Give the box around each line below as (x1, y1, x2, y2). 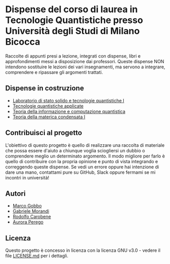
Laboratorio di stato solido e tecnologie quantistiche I (12, 97, 125, 103)
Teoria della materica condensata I (12, 114, 86, 120)
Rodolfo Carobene (12, 214, 51, 220)
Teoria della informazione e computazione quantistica (12, 108, 126, 114)
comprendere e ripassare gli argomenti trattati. (5, 69, 103, 75)
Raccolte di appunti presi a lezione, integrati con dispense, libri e (5, 52, 141, 59)
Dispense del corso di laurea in (5, 4, 138, 15)
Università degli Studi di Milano (5, 25, 140, 37)
